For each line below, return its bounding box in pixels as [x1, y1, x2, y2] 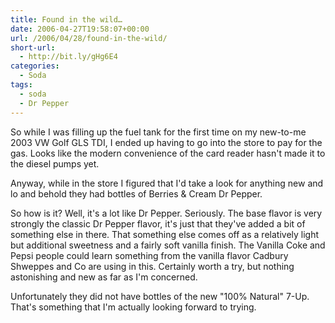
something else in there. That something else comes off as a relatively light [10, 228, 320, 240]
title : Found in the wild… [10, 14, 123, 25]
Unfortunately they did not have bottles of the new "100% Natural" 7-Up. [10, 290, 310, 302]
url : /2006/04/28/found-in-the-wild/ [10, 33, 168, 43]
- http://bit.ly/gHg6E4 [19, 52, 118, 62]
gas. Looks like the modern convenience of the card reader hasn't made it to [10, 147, 326, 159]
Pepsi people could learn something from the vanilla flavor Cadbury [10, 249, 289, 261]
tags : [10, 80, 33, 90]
